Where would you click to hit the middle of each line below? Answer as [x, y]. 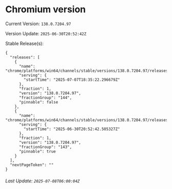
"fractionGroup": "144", [45, 98]
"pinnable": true [37, 151]
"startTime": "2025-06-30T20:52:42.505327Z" [72, 129]
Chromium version [46, 9]
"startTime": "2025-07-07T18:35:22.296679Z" [72, 80]
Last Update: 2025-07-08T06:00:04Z [43, 181]
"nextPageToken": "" [32, 165]
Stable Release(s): [25, 43]
